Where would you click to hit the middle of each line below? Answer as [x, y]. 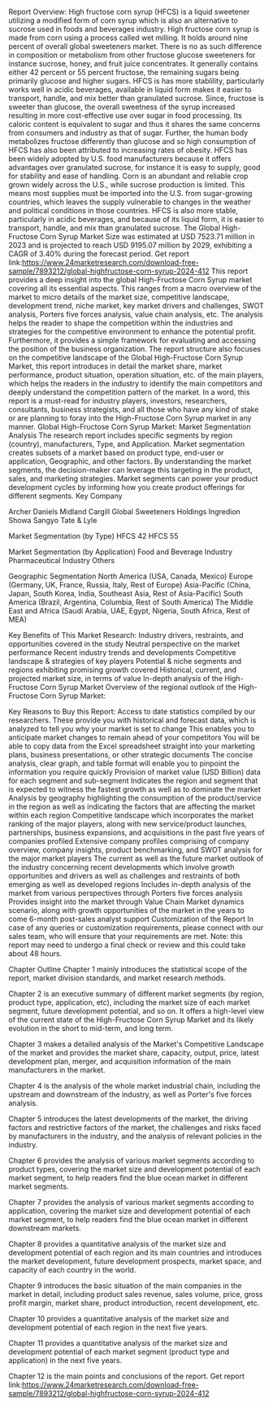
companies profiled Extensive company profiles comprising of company [129, 841]
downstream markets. [45, 1228]
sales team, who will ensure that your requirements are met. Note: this [126, 936]
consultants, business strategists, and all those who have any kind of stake [134, 409]
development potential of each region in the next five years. [108, 1327]
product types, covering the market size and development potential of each [135, 1169]
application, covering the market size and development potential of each [130, 1211]
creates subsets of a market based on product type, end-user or [116, 452]
